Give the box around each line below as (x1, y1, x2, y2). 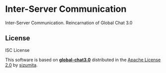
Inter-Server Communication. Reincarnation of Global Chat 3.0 (5, 20, 133, 26)
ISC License (5, 47, 30, 53)
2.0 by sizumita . (5, 62, 38, 68)
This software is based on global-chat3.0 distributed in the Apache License (5, 57, 161, 63)
